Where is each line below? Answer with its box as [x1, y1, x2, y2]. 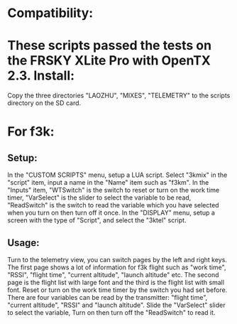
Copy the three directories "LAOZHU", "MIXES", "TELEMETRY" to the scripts [7, 91, 231, 100]
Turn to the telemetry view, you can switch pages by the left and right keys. [7, 255, 227, 264]
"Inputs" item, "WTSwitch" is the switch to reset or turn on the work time [7, 186, 220, 195]
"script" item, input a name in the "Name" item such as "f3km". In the [7, 178, 209, 187]
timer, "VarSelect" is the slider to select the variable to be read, [7, 193, 192, 202]
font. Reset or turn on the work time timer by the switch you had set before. [7, 286, 228, 294]
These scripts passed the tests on [7, 38, 211, 54]
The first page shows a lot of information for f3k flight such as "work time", [7, 263, 226, 271]
